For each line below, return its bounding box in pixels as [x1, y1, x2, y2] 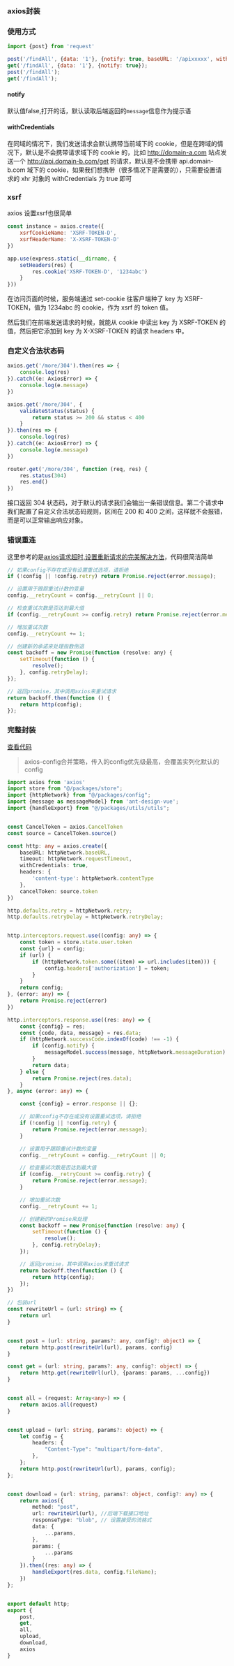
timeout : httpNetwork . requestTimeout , [19, 855, 132, 862]
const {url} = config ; [19, 946, 86, 952]
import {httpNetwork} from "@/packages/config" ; [7, 792, 151, 799]
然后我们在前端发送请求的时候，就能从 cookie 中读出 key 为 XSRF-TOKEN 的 [7, 318, 226, 326]
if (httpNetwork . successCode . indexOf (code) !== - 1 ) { [19, 1036, 179, 1043]
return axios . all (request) [19, 1401, 98, 1408]
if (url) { [19, 952, 52, 959]
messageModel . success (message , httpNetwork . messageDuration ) [44, 1049, 226, 1056]
